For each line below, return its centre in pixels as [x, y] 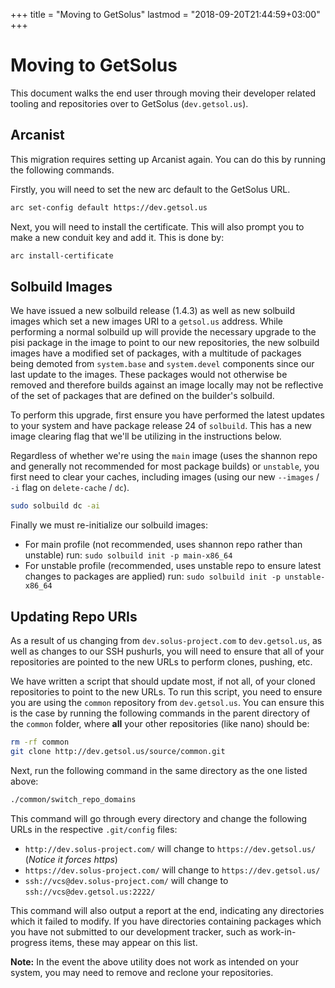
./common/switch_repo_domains [73, 799]
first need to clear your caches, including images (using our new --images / [165, 477]
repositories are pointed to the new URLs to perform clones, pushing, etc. [161, 662]
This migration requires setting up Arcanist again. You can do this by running [168, 159]
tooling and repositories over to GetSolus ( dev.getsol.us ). [129, 103]
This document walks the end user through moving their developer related [163, 93]
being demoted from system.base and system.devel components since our [162, 364]
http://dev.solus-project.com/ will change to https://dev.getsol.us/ [170, 848]
